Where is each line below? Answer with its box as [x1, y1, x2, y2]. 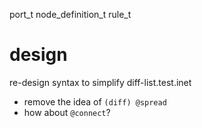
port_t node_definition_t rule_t [9, 9, 132, 20]
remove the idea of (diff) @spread [23, 95, 167, 108]
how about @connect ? [23, 106, 111, 118]
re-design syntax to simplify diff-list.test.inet [9, 76, 192, 88]
